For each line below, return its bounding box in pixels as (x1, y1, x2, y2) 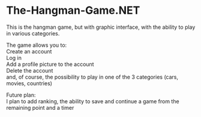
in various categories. (6, 29, 60, 37)
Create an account (6, 47, 52, 55)
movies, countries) (6, 79, 53, 87)
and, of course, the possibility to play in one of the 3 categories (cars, (6, 73, 179, 80)
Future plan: (6, 91, 36, 98)
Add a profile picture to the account (6, 61, 94, 68)
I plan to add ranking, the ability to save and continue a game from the (6, 97, 179, 105)
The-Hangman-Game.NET (6, 4, 140, 17)
